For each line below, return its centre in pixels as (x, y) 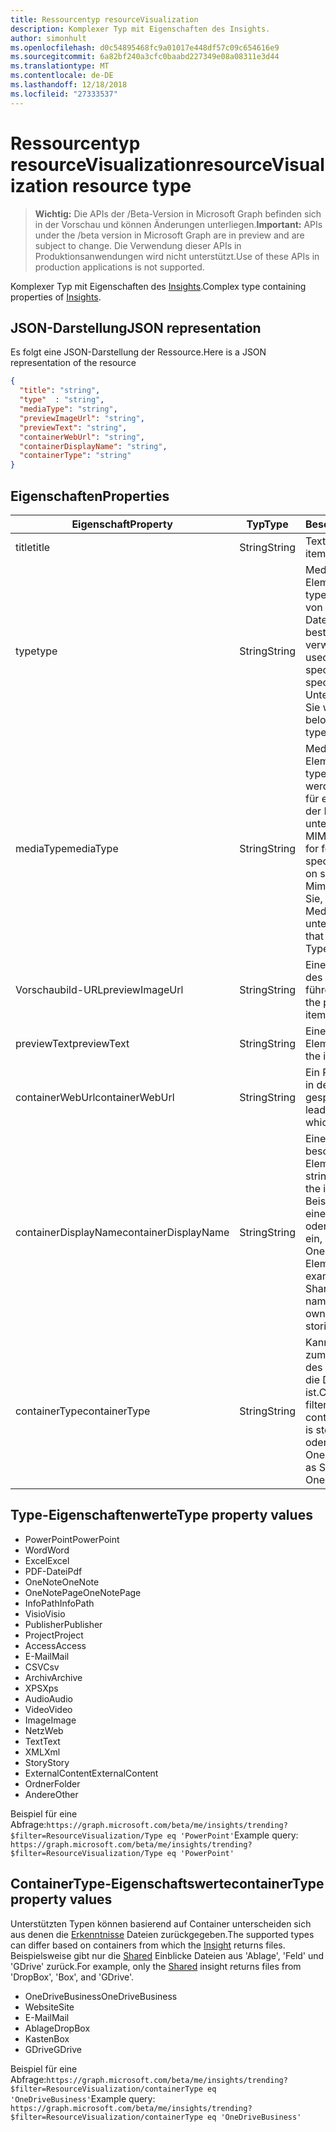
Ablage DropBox (57, 2028)
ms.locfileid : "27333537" (64, 94)
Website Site (49, 2007)
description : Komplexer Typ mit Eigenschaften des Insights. (140, 29)
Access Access (55, 1645)
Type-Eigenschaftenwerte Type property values (161, 1515)
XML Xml (42, 1752)
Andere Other (51, 1794)
